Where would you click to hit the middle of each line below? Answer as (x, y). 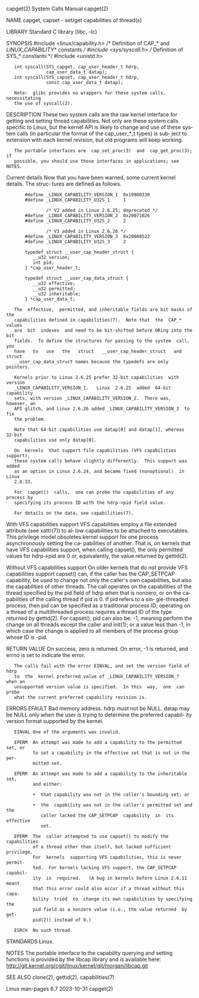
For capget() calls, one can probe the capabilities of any (94, 492)
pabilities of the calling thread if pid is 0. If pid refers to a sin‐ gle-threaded (97, 599)
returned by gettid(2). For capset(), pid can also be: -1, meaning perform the (99, 618)
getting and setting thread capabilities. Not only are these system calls (92, 121)
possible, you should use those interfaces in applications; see (97, 161)
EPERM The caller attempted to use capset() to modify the (91, 836)
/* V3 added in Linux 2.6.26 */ (86, 231)
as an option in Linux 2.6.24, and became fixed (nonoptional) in (99, 471)
